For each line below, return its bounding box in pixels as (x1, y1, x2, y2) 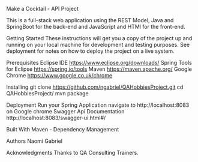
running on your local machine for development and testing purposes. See (6, 41, 190, 48)
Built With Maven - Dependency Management (6, 126, 119, 133)
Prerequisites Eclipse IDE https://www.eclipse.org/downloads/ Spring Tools (6, 59, 192, 66)
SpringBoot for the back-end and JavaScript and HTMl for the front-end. (6, 23, 185, 30)
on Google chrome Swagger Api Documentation (6, 108, 125, 115)
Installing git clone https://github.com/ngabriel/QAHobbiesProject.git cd (6, 83, 184, 91)
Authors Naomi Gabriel (6, 137, 63, 145)
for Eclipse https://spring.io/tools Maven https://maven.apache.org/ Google (6, 65, 192, 73)
